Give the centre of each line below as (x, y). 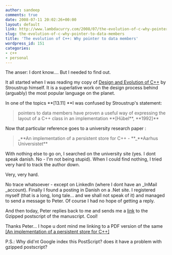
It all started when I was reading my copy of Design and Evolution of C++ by (86, 82)
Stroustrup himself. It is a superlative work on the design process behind (82, 88)
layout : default (23, 24)
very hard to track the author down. (43, 165)
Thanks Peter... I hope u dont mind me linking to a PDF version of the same (84, 226)
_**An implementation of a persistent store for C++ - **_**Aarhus (88, 139)
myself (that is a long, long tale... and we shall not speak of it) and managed (85, 195)
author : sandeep (23, 10)
